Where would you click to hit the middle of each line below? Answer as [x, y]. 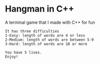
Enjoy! [12, 57]
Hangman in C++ [40, 9]
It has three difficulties [32, 31]
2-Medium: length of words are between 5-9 [50, 40]
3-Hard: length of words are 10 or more [46, 44]
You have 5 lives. [23, 52]
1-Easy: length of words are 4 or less [45, 35]
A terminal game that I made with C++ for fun [50, 22]
